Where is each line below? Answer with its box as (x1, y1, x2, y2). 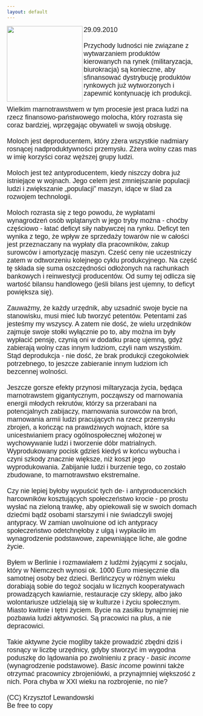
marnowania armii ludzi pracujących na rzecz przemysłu (7, 415, 176, 423)
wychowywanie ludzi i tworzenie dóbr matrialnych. (7, 439, 157, 447)
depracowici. (7, 622, 45, 630)
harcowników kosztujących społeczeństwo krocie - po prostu (7, 494, 188, 503)
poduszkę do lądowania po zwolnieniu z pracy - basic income (7, 654, 191, 662)
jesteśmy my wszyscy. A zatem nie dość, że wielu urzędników (7, 319, 192, 328)
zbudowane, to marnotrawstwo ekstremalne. (7, 471, 141, 479)
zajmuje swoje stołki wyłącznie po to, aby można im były (7, 328, 176, 336)
